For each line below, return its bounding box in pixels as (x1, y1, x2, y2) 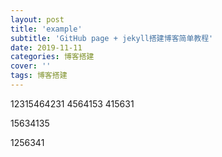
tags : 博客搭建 (10, 71, 68, 81)
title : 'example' (10, 24, 83, 34)
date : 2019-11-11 (10, 42, 83, 53)
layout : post (10, 14, 65, 25)
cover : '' (10, 61, 52, 71)
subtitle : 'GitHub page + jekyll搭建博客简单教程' (10, 33, 214, 43)
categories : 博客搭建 (10, 52, 95, 62)
